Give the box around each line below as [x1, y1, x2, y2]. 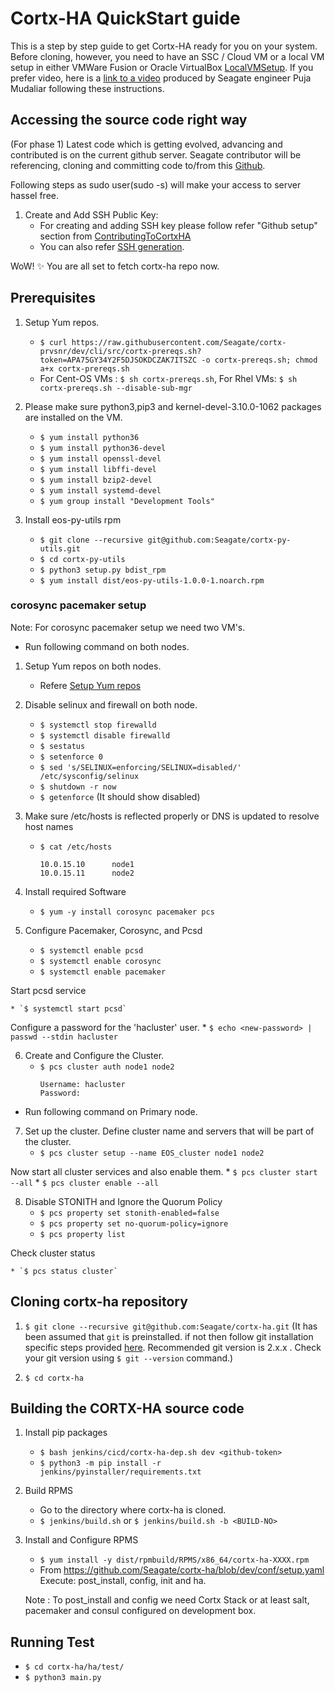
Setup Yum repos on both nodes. [24, 660, 162, 672]
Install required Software [24, 885, 127, 897]
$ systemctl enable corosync [39, 956, 162, 966]
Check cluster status [10, 1247, 96, 1259]
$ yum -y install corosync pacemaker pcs [39, 907, 215, 917]
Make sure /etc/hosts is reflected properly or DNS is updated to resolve [24, 810, 320, 822]
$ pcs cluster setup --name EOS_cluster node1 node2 [39, 1148, 265, 1158]
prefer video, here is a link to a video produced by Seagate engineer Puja [10, 72, 312, 84]
